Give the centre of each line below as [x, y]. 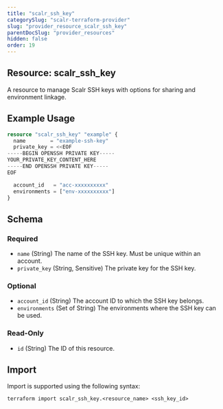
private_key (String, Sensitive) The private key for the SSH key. [106, 268]
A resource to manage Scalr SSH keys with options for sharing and [101, 89]
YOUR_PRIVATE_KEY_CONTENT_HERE [52, 160]
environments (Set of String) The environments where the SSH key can [116, 308]
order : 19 [21, 45]
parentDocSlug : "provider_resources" [61, 33]
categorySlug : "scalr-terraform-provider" [69, 20]
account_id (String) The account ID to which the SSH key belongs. [110, 301]
